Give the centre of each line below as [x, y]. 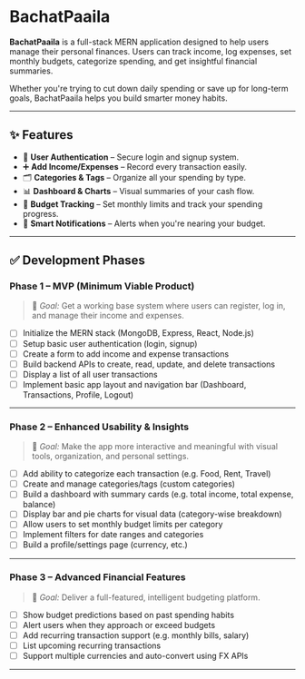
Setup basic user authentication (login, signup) [110, 343]
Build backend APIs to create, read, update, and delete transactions [148, 364]
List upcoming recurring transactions [92, 645]
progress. [40, 213]
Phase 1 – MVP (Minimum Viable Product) [102, 286]
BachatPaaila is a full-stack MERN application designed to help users [139, 42]
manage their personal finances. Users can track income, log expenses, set [151, 51]
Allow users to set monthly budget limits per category [123, 525]
